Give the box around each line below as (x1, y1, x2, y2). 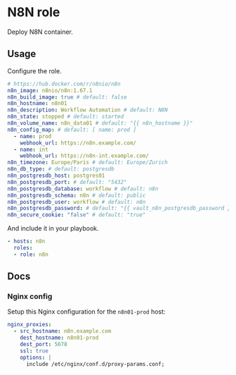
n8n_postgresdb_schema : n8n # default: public (7, 192, 146, 199)
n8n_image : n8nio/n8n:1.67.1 (7, 87, 93, 94)
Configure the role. (7, 66, 62, 75)
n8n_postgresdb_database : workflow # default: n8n (7, 185, 159, 192)
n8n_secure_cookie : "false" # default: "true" (7, 211, 146, 219)
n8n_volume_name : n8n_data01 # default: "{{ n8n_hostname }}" (7, 120, 193, 127)
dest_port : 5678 (20, 341, 68, 348)
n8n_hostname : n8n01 (7, 100, 68, 107)
